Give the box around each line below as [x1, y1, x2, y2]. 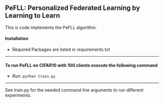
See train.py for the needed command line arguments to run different [5, 87, 143, 93]
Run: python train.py [12, 73, 56, 79]
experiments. [5, 92, 32, 98]
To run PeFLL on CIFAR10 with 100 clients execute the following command [5, 62, 158, 68]
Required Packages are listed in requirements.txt [12, 46, 110, 53]
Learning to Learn [5, 12, 60, 20]
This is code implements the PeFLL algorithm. [5, 24, 97, 30]
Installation [5, 36, 28, 41]
